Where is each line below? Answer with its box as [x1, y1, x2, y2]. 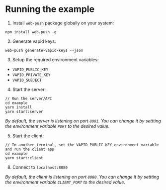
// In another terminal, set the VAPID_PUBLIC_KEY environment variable [5, 142, 159, 147]
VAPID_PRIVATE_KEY [12, 72, 51, 78]
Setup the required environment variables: [12, 56, 99, 63]
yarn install [5, 104, 32, 110]
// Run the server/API [5, 96, 52, 101]
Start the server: [12, 86, 46, 93]
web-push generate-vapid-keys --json [5, 48, 83, 53]
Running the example [5, 3, 95, 15]
